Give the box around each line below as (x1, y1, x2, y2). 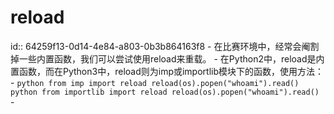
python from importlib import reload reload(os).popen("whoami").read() (10, 87, 320, 97)
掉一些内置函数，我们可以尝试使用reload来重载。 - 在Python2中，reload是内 (10, 52, 325, 65)
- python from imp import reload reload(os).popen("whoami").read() (10, 76, 300, 88)
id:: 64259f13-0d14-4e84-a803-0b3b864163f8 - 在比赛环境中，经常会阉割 (10, 40, 320, 52)
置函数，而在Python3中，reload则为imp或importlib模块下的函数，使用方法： (10, 65, 325, 77)
